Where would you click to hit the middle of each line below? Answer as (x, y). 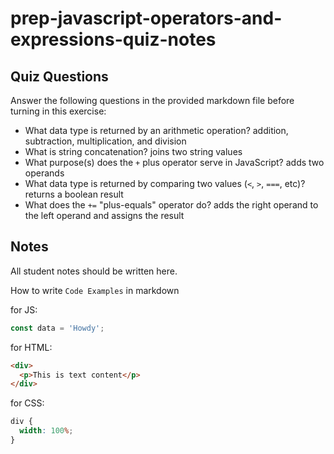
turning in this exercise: (58, 111)
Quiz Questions (59, 76)
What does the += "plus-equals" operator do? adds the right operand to (171, 205)
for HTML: (31, 347)
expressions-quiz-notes (113, 39)
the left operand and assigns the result (104, 215)
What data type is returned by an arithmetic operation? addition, (156, 130)
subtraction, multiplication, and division (105, 141)
